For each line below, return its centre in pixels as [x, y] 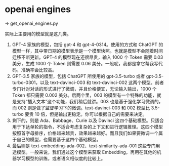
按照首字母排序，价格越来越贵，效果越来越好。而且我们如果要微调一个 [85, 133]
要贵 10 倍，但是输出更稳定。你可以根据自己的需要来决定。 [86, 114]
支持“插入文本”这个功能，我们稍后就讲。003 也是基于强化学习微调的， [90, 101]
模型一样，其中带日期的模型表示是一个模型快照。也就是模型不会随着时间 [87, 51]
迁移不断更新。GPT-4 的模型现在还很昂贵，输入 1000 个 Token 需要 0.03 [88, 57]
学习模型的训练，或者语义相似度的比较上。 [61, 158]
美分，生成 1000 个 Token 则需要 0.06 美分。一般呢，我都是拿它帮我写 [85, 63]
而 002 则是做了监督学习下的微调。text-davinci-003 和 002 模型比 [81, 108]
